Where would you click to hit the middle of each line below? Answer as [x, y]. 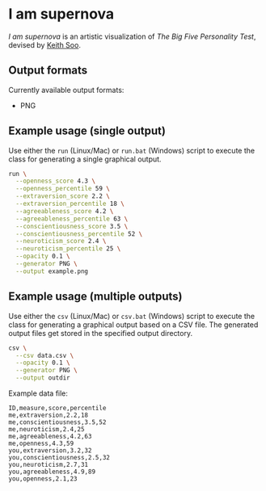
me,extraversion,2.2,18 [49, 415]
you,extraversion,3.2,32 [50, 451]
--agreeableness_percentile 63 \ [72, 219]
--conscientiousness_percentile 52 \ [79, 234]
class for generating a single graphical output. [85, 159]
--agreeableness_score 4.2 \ [65, 211]
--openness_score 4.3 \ [55, 181]
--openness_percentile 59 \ [63, 189]
